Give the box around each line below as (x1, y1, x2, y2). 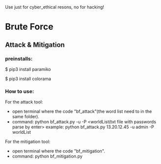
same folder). (12, 114, 40, 120)
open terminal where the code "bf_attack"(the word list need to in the (12, 108, 152, 114)
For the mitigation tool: (5, 139, 50, 144)
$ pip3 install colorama (5, 76, 51, 82)
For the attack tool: (5, 99, 43, 105)
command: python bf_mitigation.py (12, 153, 83, 159)
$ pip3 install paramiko (5, 66, 51, 72)
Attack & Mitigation (5, 41, 65, 49)
